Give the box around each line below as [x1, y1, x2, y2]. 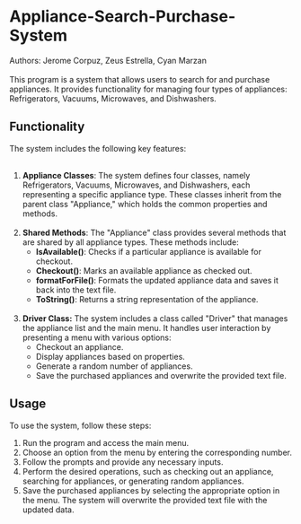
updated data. [22, 504, 75, 515]
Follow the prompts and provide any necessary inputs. [22, 456, 224, 467]
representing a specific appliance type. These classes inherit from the [22, 188, 282, 199]
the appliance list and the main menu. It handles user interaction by [22, 322, 271, 333]
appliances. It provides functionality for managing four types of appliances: [9, 83, 288, 94]
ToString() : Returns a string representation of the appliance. [35, 293, 259, 304]
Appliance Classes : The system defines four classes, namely [22, 170, 251, 180]
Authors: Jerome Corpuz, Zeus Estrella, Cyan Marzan [9, 55, 207, 65]
